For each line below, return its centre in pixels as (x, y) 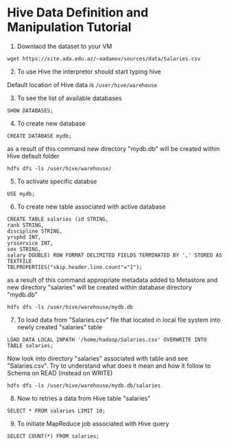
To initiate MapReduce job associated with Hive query (93, 423)
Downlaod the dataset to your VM (64, 46)
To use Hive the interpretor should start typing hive (89, 71)
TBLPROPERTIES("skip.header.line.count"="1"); (75, 267)
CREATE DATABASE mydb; (39, 136)
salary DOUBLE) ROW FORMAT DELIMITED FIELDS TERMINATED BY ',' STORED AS (115, 255)
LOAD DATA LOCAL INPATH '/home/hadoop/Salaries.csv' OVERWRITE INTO (107, 340)
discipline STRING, (35, 231)
